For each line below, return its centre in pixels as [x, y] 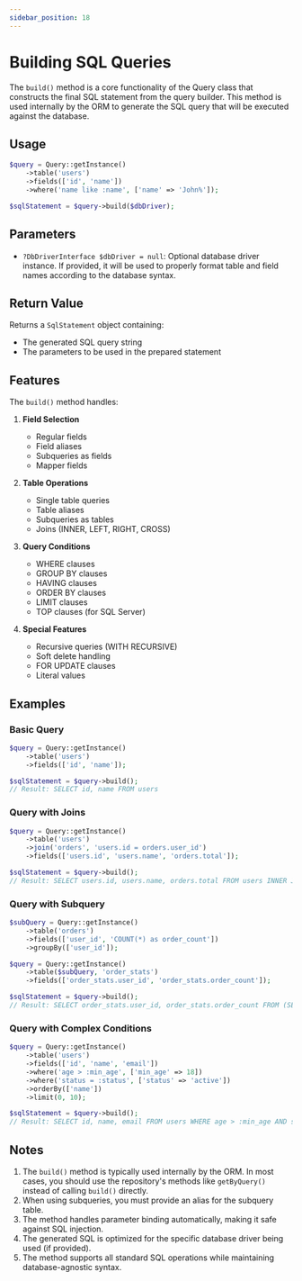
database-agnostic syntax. [72, 1267]
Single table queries [73, 501]
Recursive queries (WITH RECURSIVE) [107, 647]
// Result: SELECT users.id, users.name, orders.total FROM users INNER [148, 880]
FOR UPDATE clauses [75, 666]
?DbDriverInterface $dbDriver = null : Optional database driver [141, 256]
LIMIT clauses [62, 602]
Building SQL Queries [91, 62]
